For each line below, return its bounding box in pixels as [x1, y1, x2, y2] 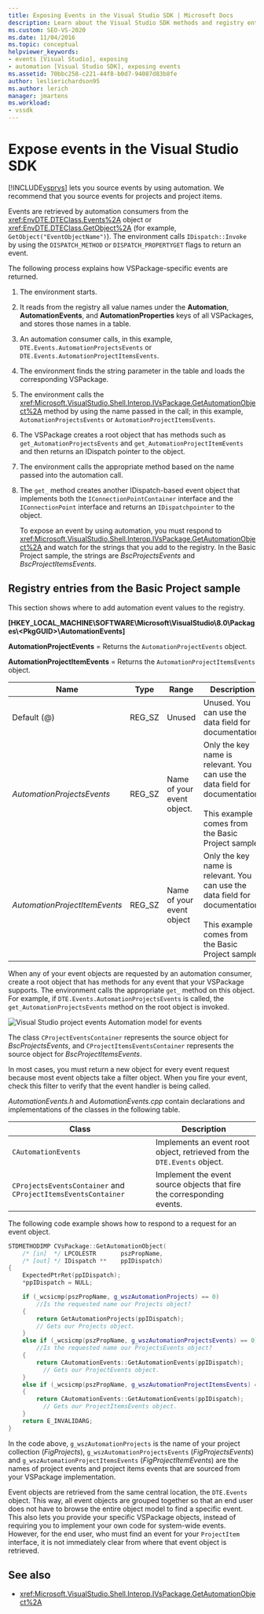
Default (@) [12, 712, 55, 723]
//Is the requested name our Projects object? [36, 1300, 192, 1308]
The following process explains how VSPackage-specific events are [8, 263, 229, 273]
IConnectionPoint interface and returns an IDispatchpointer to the [19, 502, 236, 512]
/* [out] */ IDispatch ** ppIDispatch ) [22, 1256, 163, 1265]
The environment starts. [19, 287, 97, 296]
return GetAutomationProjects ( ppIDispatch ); [36, 1315, 185, 1322]
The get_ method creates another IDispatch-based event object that [19, 485, 240, 495]
